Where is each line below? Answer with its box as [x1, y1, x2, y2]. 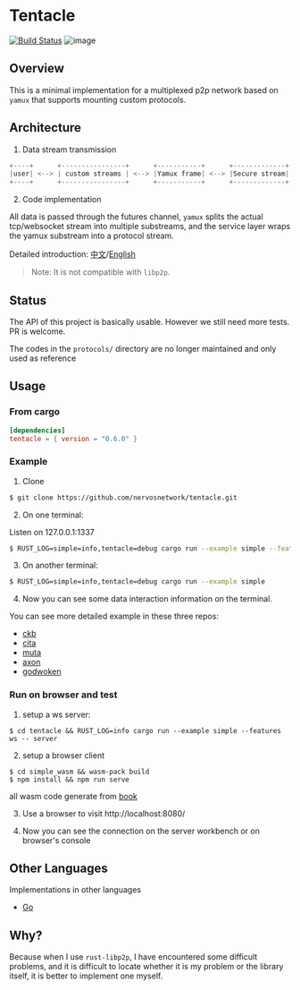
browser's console [21, 834, 91, 846]
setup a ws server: [21, 709, 91, 720]
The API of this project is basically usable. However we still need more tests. [9, 317, 290, 327]
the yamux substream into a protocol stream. [9, 230, 174, 242]
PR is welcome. [9, 326, 66, 337]
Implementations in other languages [9, 884, 141, 895]
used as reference [9, 353, 77, 363]
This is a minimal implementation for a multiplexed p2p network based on [9, 84, 279, 95]
